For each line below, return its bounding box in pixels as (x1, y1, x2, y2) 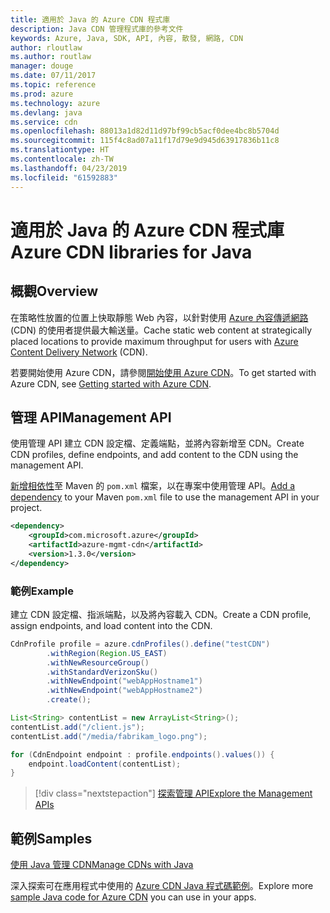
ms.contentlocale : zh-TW (10, 154, 114, 164)
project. (10, 502, 43, 514)
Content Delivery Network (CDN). (10, 346, 148, 358)
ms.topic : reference (10, 80, 97, 90)
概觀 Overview (10, 283, 99, 300)
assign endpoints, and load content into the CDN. (10, 619, 213, 631)
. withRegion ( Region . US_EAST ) (46, 648, 168, 658)
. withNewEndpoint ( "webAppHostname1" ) (46, 676, 203, 686)
